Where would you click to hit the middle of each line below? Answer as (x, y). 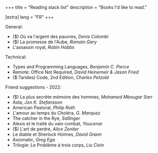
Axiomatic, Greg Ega (34, 140)
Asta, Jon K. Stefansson (37, 102)
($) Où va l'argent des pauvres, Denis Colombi (60, 36)
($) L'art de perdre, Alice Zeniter (46, 129)
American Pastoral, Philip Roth (44, 107)
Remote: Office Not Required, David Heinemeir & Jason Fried (75, 72)
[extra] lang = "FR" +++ (30, 17)
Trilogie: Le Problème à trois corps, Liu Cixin (58, 145)
